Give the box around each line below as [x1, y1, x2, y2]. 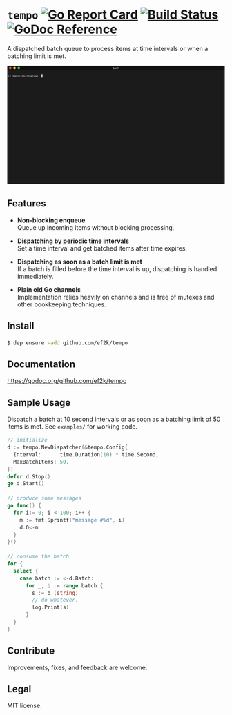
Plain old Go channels [17, 285, 81, 293]
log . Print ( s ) [32, 604, 70, 611]
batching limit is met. [7, 52, 67, 60]
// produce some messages [7, 495, 81, 502]
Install [7, 320, 35, 332]
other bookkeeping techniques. [17, 300, 106, 308]
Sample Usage [7, 397, 71, 409]
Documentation [7, 358, 76, 370]
